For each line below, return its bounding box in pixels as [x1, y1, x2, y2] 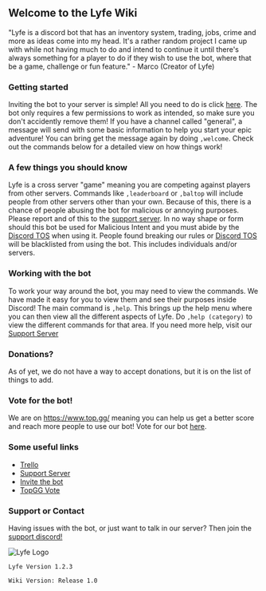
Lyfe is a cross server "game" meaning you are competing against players [8, 180, 251, 190]
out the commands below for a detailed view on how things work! [8, 142, 223, 152]
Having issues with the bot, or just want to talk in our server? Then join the [8, 523, 252, 533]
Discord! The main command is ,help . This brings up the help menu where [8, 303, 252, 312]
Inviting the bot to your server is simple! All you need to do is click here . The [8, 100, 257, 109]
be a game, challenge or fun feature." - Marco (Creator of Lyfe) [8, 61, 215, 71]
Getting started [8, 81, 69, 93]
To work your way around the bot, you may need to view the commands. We [8, 286, 259, 295]
